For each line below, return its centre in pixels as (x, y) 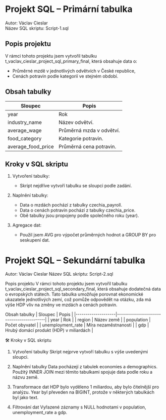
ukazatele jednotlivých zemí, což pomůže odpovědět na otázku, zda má (78, 300)
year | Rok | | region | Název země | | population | (101, 320)
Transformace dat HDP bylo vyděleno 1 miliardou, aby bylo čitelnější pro (86, 387)
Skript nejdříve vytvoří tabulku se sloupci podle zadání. (76, 186)
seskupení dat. (35, 240)
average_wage (25, 130)
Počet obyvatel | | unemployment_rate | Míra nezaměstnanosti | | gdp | (77, 325)
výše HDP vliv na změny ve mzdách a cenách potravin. (61, 305)
